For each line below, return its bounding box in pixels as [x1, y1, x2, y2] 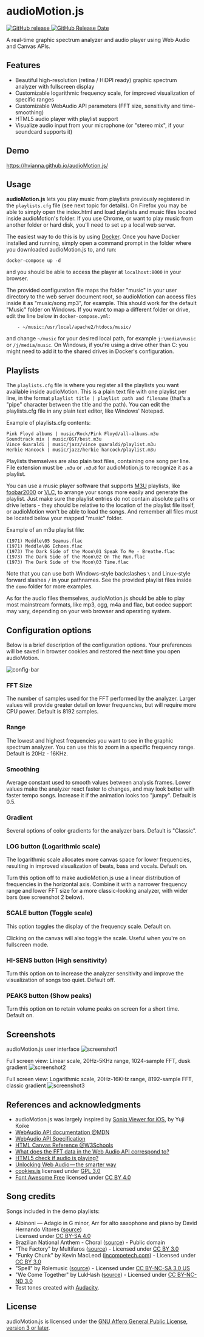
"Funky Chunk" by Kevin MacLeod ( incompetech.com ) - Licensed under [15, 1251, 196, 1259]
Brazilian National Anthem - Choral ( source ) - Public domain [15, 1239, 166, 1246]
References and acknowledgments [6, 1099, 141, 1110]
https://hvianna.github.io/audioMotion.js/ [6, 162, 108, 169]
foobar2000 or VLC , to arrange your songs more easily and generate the [6, 489, 188, 496]
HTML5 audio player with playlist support [15, 115, 118, 122]
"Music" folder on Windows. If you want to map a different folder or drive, [6, 306, 190, 314]
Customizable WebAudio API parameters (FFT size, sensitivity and [15, 102, 181, 109]
